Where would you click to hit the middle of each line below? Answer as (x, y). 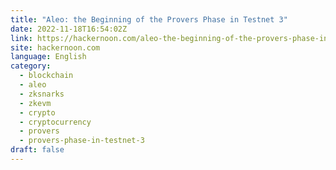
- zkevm (35, 103)
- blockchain (46, 76)
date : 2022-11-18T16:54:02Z (69, 29)
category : (31, 66)
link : (21, 38)
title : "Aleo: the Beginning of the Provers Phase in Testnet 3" (149, 19)
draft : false (37, 150)
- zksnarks (42, 94)
